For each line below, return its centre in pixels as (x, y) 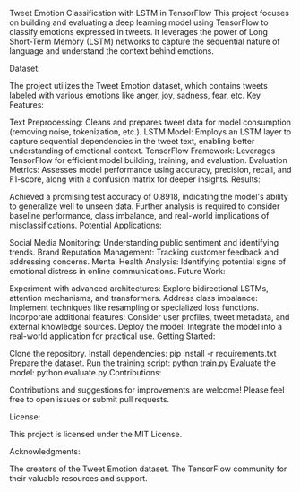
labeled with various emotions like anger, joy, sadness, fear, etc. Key (135, 95)
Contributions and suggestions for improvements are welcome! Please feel (147, 390)
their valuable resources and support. (78, 478)
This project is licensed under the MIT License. (96, 434)
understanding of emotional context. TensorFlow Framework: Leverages (142, 151)
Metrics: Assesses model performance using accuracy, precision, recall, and (150, 170)
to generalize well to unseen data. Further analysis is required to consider (145, 206)
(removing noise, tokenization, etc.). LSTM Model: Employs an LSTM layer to (150, 132)
